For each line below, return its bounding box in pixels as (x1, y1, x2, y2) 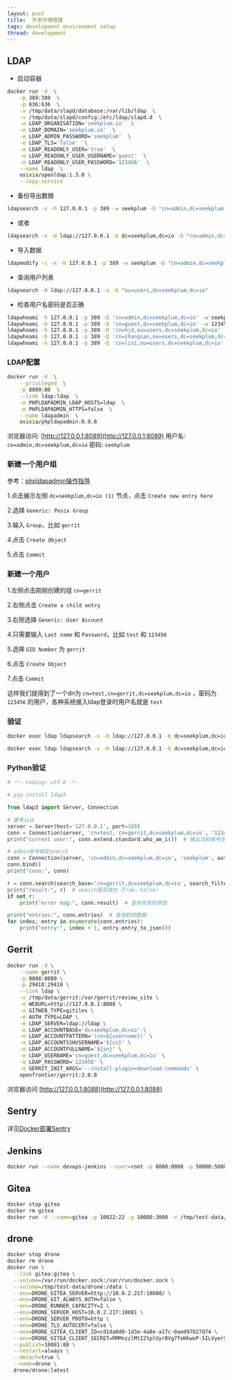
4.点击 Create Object (7, 535, 67, 544)
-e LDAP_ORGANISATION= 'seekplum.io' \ (19, 120, 135, 127)
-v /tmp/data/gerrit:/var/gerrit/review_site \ (19, 994, 159, 1002)
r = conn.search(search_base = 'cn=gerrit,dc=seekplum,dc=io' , (7, 880, 187, 887)
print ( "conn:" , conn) (7, 867, 70, 875)
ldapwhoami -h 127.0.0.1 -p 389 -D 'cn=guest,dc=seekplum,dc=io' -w (7, 320, 209, 327)
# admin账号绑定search (7, 848, 68, 855)
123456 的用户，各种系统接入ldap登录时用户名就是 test (7, 697, 163, 706)
